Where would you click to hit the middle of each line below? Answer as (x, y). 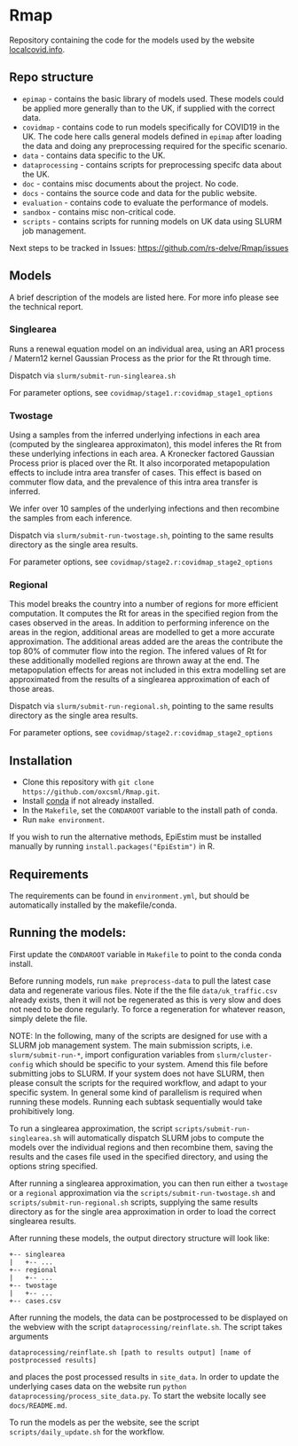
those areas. (32, 689)
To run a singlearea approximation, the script (91, 1128)
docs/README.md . (39, 1405)
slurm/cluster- (244, 1055)
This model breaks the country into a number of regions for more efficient (144, 604)
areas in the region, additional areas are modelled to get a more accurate (142, 633)
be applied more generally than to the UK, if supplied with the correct (149, 108)
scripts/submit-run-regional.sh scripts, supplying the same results (134, 1202)
